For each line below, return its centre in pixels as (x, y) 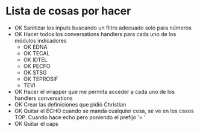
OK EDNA (35, 47)
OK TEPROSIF (41, 79)
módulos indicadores (40, 40)
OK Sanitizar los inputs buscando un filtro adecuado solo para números (103, 28)
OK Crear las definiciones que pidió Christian (70, 104)
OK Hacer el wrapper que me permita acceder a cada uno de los (95, 91)
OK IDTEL (35, 60)
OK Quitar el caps (36, 123)
